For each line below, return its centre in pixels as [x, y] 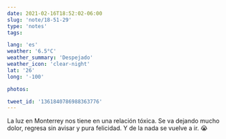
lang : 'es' [23, 45]
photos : [18, 89]
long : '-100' [26, 77]
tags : [15, 33]
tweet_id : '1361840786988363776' [55, 101]
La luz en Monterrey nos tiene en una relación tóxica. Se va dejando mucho [113, 121]
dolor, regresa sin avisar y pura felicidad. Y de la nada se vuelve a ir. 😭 [108, 128]
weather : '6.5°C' [32, 51]
